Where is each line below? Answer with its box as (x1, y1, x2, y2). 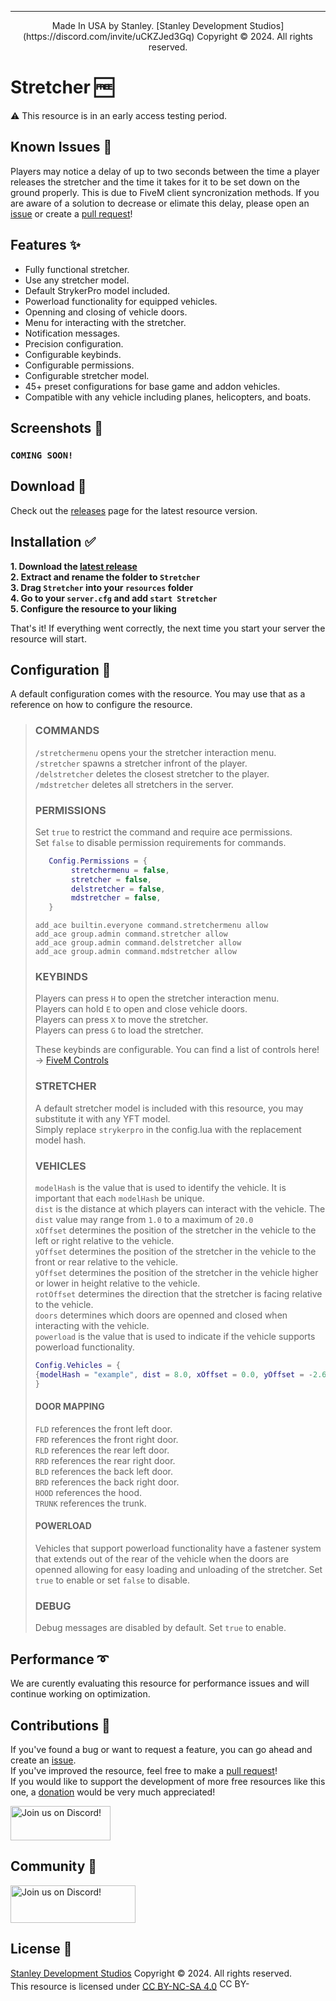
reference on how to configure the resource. (10, 699, 193, 711)
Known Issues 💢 (10, 139, 113, 156)
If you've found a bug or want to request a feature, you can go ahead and (10, 1744, 313, 1755)
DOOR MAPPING (34, 1401, 105, 1413)
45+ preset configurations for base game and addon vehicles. (24, 380, 281, 392)
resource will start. (10, 632, 87, 645)
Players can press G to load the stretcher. (34, 1024, 204, 1036)
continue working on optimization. (10, 1688, 151, 1700)
